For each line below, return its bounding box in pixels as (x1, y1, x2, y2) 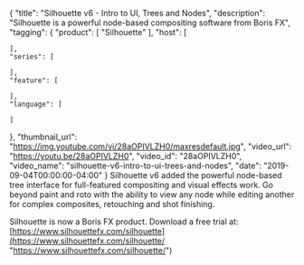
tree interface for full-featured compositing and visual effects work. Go (9, 180, 274, 190)
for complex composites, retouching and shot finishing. (9, 199, 215, 209)
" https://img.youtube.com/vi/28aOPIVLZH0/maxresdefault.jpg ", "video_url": (9, 141, 292, 152)
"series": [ (9, 52, 54, 62)
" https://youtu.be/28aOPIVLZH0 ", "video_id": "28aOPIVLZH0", (9, 151, 242, 161)
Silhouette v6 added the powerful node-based (109, 170, 282, 180)
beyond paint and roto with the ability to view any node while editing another (9, 189, 295, 200)
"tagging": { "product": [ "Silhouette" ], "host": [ (9, 27, 187, 37)
